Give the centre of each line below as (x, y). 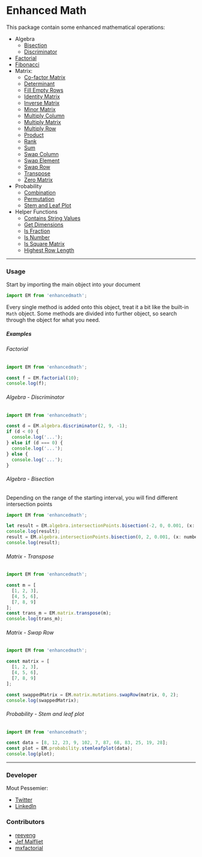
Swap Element (42, 160)
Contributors (26, 822)
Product (34, 135)
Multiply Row (40, 128)
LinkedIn (26, 806)
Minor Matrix (40, 109)
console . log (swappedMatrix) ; (43, 700)
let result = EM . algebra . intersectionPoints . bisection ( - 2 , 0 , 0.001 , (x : (101, 526)
